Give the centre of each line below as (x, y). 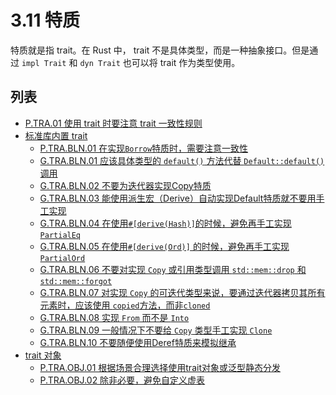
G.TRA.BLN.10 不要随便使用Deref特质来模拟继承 (138, 342)
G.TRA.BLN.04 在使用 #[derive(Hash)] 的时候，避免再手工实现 (165, 223)
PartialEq (60, 235)
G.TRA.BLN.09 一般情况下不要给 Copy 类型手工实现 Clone (156, 330)
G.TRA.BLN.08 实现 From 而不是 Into (114, 317)
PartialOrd (62, 258)
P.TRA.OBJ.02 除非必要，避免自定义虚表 (122, 380)
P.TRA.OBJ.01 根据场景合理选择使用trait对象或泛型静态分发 (160, 367)
